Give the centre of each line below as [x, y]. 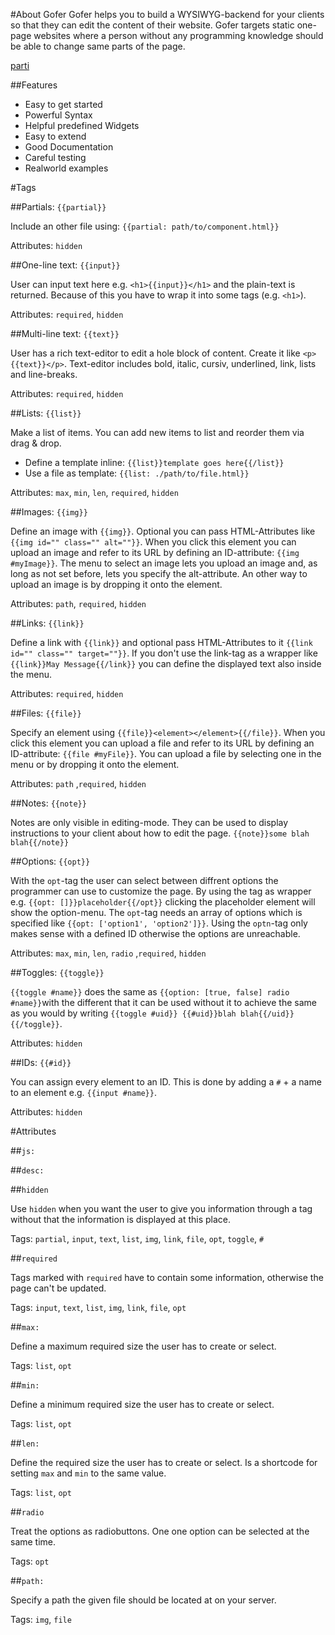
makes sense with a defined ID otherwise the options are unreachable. [155, 933]
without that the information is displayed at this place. [121, 1219]
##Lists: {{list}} [46, 413]
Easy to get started [63, 104]
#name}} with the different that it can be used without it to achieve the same [163, 1002]
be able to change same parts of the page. [98, 46]
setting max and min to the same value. [88, 1473]
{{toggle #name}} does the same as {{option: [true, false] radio [150, 992]
